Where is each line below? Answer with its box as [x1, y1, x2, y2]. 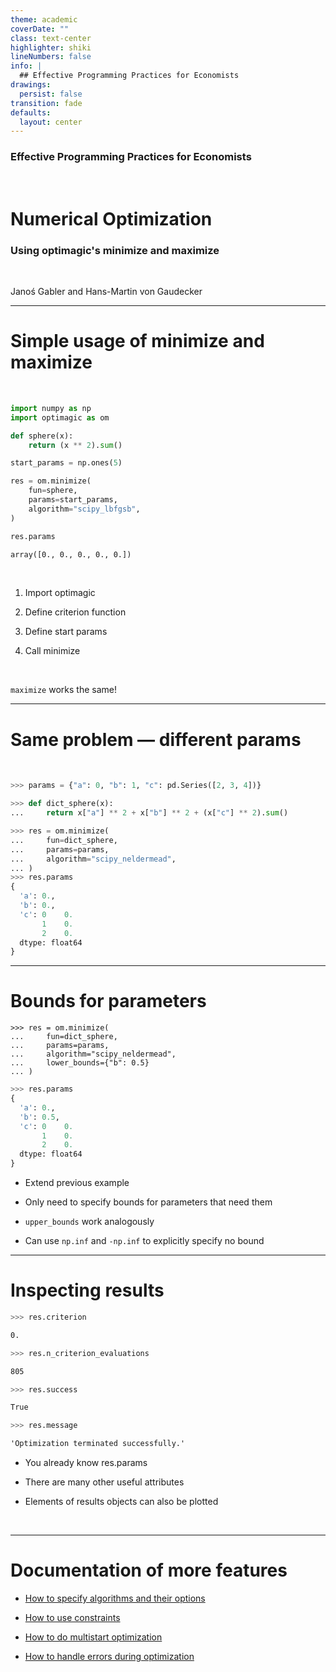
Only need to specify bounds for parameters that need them [24, 1196, 273, 1208]
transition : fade [10, 98, 83, 108]
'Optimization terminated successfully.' [10, 1439, 186, 1449]
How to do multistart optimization [24, 1631, 163, 1643]
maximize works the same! [10, 684, 117, 696]
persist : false [19, 89, 83, 99]
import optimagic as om [10, 412, 110, 423]
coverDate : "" [10, 24, 70, 34]
